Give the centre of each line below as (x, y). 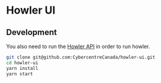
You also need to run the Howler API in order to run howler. (78, 46)
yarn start (20, 74)
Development (32, 32)
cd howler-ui (22, 63)
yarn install (22, 68)
